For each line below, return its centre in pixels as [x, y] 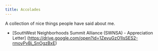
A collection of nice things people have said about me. [60, 23]
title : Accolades [23, 9]
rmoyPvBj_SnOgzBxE [34, 43]
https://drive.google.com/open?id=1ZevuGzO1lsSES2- [83, 38]
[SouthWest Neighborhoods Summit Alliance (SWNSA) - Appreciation [83, 33]
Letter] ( [20, 38]
